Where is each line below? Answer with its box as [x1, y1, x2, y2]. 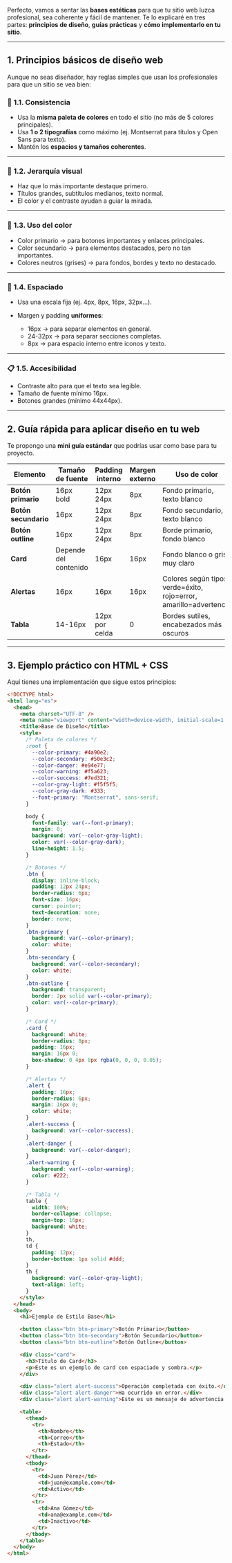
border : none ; [32, 915, 72, 923]
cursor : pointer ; [32, 903, 81, 910]
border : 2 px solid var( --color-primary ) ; [32, 993, 153, 1000]
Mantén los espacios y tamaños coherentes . [17, 143, 146, 151]
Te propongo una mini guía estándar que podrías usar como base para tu [7, 442, 217, 450]
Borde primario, [162, 525, 213, 535]
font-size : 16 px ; [32, 896, 81, 903]
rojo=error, [162, 591, 198, 601]
